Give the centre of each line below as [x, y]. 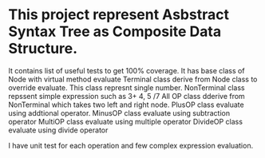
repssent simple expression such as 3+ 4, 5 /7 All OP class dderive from [127, 96]
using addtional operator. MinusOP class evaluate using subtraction [119, 113]
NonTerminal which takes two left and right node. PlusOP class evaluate [127, 105]
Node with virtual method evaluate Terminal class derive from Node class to [133, 79]
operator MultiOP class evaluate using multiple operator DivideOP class [126, 121]
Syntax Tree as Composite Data [115, 32]
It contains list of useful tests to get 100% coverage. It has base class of [127, 70]
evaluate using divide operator [58, 130]
